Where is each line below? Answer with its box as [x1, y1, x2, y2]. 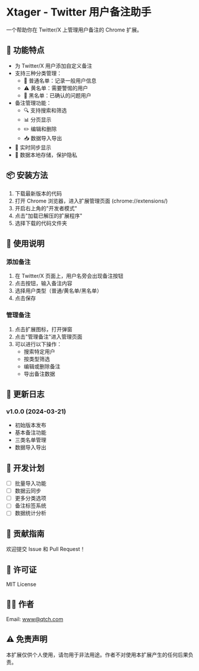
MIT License [6, 580, 37, 588]
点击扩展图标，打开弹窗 [14, 325, 72, 333]
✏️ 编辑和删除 [23, 125, 57, 132]
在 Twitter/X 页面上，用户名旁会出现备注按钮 [14, 273, 124, 280]
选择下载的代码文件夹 [14, 219, 67, 226]
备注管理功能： [14, 99, 52, 106]
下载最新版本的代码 [14, 189, 62, 197]
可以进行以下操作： [14, 340, 62, 347]
